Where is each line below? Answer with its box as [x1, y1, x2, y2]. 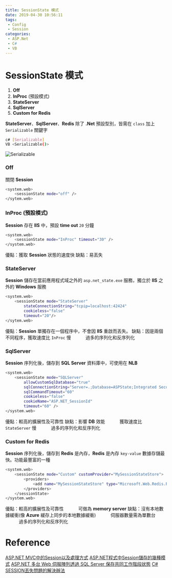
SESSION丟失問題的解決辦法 [5, 567, 66, 574]
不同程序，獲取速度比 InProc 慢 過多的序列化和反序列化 [5, 334, 135, 340]
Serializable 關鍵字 [5, 127, 48, 133]
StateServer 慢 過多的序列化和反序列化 [5, 425, 101, 431]
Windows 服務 [15, 284, 47, 290]
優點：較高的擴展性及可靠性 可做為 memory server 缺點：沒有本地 [5, 505, 160, 512]
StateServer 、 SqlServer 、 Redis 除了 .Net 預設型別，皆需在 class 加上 [5, 120, 155, 127]
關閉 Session [5, 176, 33, 183]
